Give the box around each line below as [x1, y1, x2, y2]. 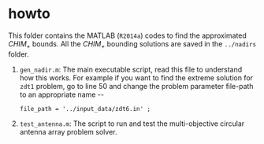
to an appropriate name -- [19, 90, 105, 99]
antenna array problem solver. [19, 127, 117, 136]
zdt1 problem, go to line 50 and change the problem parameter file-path [19, 81, 254, 90]
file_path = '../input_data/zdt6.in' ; [19, 105, 151, 113]
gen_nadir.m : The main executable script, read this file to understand [19, 65, 243, 74]
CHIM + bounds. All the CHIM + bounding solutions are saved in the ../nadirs [8, 39, 257, 50]
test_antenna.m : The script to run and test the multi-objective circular [19, 119, 245, 128]
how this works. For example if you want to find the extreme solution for [19, 72, 254, 83]
